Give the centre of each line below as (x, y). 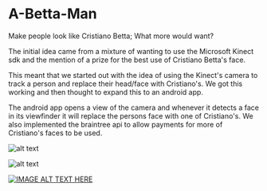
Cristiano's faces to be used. (55, 133)
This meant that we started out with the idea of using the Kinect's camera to (133, 75)
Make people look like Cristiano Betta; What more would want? (111, 36)
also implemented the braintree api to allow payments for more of (116, 124)
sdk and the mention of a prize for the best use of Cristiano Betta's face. (127, 60)
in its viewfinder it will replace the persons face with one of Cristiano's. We (131, 115)
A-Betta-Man (53, 14)
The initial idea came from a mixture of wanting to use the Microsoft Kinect (131, 51)
